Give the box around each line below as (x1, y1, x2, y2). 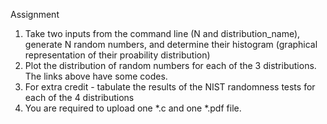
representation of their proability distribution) (24, 49, 211, 61)
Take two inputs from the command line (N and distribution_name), (24, 28, 301, 39)
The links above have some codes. (24, 70, 168, 82)
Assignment (10, 9, 60, 20)
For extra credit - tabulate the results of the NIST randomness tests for (24, 81, 316, 93)
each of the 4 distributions (24, 92, 135, 103)
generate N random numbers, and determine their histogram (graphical (24, 39, 318, 50)
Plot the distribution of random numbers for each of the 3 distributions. (24, 60, 317, 71)
